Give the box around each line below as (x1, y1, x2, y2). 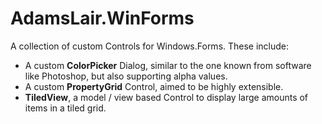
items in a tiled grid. (24, 102, 107, 114)
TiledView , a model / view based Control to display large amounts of (24, 91, 309, 103)
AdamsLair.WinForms (10, 7, 195, 30)
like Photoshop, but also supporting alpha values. (24, 70, 228, 82)
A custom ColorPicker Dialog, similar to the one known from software (24, 59, 312, 71)
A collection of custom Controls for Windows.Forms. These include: (10, 40, 290, 52)
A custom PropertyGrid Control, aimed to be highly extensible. (24, 80, 284, 92)
